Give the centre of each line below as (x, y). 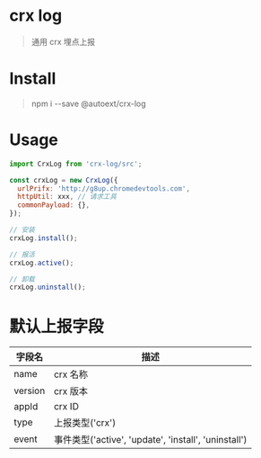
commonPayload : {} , (54, 205)
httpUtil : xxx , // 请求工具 (67, 197)
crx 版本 (70, 391)
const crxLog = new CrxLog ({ (64, 180)
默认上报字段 (57, 326)
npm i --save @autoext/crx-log (88, 103)
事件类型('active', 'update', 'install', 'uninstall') (150, 440)
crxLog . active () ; (42, 263)
